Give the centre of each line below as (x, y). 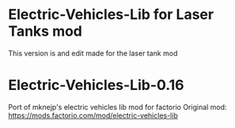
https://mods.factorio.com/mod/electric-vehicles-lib (93, 115)
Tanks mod (45, 31)
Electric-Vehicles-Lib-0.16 (96, 85)
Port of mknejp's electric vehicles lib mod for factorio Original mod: (117, 107)
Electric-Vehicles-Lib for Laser (111, 15)
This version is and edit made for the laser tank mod (93, 53)
